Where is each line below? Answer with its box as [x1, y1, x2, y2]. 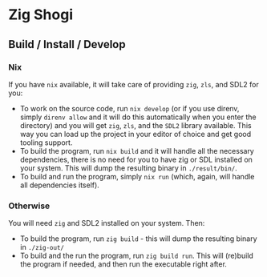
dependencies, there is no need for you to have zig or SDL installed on [19, 155, 253, 164]
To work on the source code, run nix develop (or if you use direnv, [19, 103, 240, 113]
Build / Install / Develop [8, 38, 126, 51]
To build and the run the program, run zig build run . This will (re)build [19, 251, 254, 261]
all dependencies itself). [19, 180, 100, 190]
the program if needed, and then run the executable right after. [19, 259, 227, 269]
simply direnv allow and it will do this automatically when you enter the [19, 112, 257, 122]
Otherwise [8, 200, 51, 211]
